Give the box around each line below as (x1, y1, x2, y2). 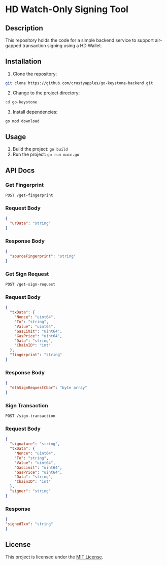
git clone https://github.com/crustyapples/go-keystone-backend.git (5, 80, 153, 86)
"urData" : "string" (10, 221, 51, 226)
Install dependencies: (12, 109, 58, 115)
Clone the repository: (12, 70, 57, 77)
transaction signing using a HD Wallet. (22, 43, 103, 49)
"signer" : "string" (10, 488, 51, 494)
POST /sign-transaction (5, 413, 56, 419)
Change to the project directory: (12, 90, 80, 96)
